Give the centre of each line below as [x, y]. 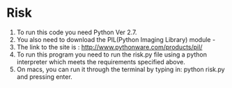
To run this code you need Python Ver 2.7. [77, 32]
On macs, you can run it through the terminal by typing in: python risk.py [121, 69]
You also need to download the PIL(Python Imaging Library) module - [116, 39]
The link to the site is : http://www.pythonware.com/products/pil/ [109, 47]
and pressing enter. [44, 76]
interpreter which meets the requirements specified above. [101, 61]
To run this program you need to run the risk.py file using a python [111, 54]
